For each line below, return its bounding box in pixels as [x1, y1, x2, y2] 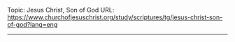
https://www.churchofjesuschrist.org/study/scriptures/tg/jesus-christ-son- [7, 13, 223, 21]
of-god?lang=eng [7, 21, 58, 28]
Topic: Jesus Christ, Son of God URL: [7, 6, 115, 14]
